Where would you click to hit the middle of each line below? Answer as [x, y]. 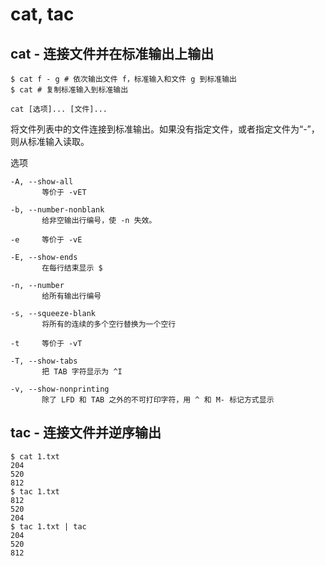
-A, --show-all [42, 182]
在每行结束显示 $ [72, 268]
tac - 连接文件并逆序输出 [86, 433]
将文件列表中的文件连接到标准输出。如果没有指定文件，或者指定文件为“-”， [165, 129]
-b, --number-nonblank [57, 210]
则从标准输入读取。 [50, 141]
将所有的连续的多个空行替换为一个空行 [109, 324]
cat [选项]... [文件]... [59, 109]
